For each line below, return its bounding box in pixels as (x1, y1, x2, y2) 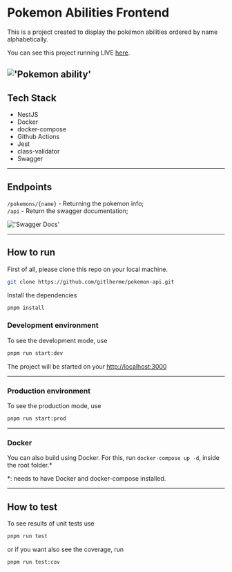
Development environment (7, 320, 99, 330)
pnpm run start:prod (7, 415, 67, 422)
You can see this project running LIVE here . (7, 48, 130, 57)
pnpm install (7, 304, 45, 311)
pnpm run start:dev (7, 349, 64, 357)
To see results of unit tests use (7, 519, 95, 527)
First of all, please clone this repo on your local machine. (7, 265, 168, 273)
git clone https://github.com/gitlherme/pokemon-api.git (7, 278, 175, 285)
